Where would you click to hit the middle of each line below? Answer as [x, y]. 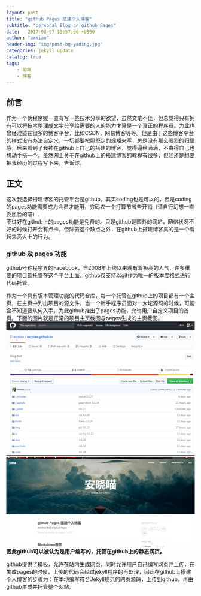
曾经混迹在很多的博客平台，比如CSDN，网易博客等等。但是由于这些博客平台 [100, 133]
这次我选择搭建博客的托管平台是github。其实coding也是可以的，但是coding [99, 199]
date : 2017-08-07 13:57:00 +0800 [51, 32]
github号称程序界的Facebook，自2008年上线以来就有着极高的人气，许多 [96, 268]
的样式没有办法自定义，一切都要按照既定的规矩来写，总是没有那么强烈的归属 [100, 140]
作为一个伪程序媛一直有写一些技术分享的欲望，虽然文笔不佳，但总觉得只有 [98, 118]
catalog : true [24, 57]
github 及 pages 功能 [36, 254]
